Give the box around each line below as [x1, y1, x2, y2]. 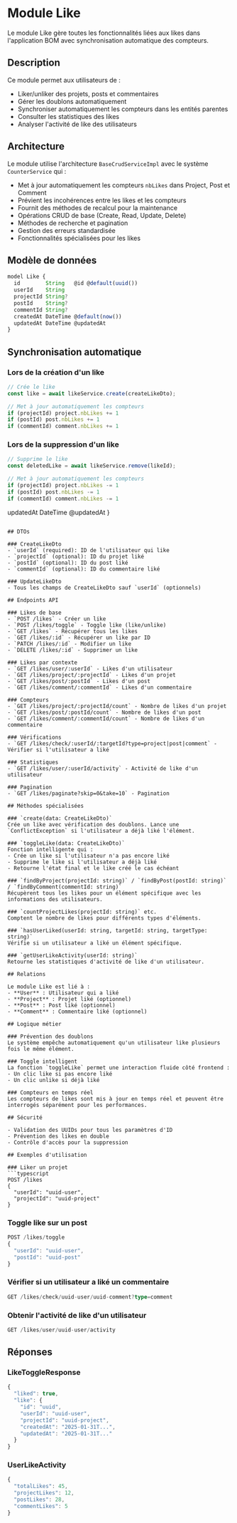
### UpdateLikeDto [7, 578, 62, 585]
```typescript [7, 1170, 50, 1177]
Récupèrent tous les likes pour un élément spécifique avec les [7, 889, 202, 897]
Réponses [7, 1346, 53, 1358]
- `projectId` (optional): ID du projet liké [7, 553, 144, 560]
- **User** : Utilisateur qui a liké [7, 989, 119, 997]
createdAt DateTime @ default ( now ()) [13, 313, 122, 320]
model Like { [7, 273, 46, 281]
